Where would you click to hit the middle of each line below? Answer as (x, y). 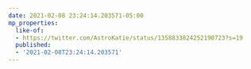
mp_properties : (33, 23)
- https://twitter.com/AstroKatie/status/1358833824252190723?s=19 (129, 38)
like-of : (30, 30)
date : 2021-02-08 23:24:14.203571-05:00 (76, 15)
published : (33, 45)
